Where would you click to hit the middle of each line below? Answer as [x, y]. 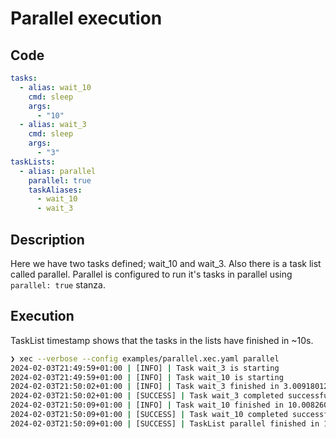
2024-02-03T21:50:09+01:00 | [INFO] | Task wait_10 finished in [147, 405]
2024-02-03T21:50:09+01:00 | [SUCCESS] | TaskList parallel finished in [165, 423]
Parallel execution [86, 18]
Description [47, 239]
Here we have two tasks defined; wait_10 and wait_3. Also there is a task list [166, 263]
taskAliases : [55, 190]
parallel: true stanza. [58, 284]
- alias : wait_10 [55, 87]
